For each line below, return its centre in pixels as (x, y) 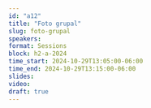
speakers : (25, 39)
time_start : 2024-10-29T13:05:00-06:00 (76, 62)
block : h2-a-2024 (38, 54)
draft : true (28, 91)
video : (19, 84)
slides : (22, 76)
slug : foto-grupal (39, 31)
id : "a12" (25, 16)
